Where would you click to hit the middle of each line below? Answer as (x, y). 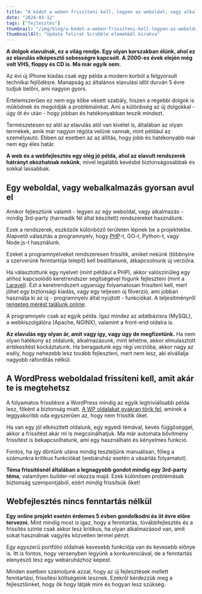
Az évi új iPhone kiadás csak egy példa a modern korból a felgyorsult (92, 76)
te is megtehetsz (38, 388)
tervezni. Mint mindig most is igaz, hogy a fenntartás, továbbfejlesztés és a (100, 522)
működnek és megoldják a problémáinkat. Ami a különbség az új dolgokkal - (101, 107)
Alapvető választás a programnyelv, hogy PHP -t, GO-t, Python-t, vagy (93, 236)
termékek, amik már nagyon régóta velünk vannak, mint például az (88, 131)
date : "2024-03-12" (31, 17)
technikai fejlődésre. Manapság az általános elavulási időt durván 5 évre (96, 83)
